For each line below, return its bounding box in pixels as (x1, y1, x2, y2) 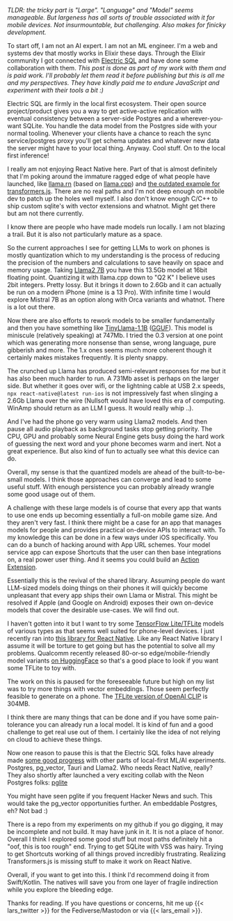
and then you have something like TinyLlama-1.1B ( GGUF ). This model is (7, 324, 214, 332)
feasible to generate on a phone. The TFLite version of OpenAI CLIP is (7, 692, 208, 700)
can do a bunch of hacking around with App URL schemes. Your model (7, 541, 211, 549)
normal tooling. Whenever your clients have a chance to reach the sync (7, 129, 211, 137)
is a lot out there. (7, 303, 56, 311)
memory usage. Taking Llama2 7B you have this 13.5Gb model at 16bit (7, 266, 207, 274)
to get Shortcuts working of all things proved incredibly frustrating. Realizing (7, 850, 226, 858)
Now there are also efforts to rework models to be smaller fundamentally (7, 316, 216, 325)
